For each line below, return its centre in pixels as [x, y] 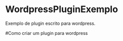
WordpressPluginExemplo [62, 9]
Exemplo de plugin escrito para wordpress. [51, 23]
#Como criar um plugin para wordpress [47, 33]
